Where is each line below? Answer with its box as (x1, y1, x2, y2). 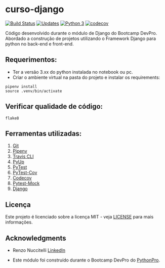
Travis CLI (12, 153, 34, 160)
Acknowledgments (5, 234, 67, 242)
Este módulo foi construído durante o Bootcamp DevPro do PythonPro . (12, 257, 160, 263)
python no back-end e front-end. (5, 40, 74, 47)
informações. (5, 219, 33, 226)
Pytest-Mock (12, 181, 40, 187)
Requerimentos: (5, 56, 57, 64)
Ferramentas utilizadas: (5, 129, 82, 138)
